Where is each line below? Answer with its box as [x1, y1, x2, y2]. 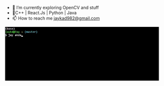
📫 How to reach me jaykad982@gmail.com [12, 15, 100, 21]
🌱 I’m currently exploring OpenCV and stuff [12, 5, 99, 10]
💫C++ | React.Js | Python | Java [12, 10, 77, 16]
